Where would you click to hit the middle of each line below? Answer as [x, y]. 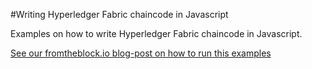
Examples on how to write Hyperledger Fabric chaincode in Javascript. [156, 33]
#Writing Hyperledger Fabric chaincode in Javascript [119, 14]
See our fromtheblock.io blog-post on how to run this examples [141, 53]
